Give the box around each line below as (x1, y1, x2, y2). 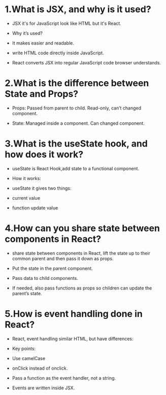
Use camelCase (12, 355, 46, 361)
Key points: (12, 345, 36, 351)
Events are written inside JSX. (12, 384, 75, 391)
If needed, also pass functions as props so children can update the (12, 285, 152, 291)
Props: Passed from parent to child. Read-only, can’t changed (12, 105, 142, 111)
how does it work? (5, 149, 84, 160)
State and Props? (5, 88, 79, 100)
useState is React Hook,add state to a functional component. (12, 165, 140, 171)
